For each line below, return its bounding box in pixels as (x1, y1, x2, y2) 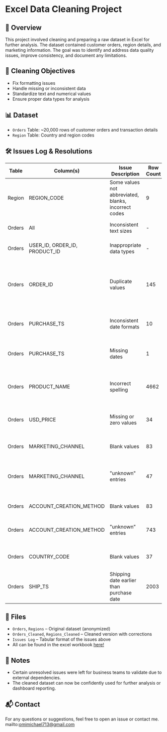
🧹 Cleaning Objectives (5, 67, 76, 75)
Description (111, 170, 140, 177)
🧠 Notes (5, 656, 30, 665)
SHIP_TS (29, 583, 49, 590)
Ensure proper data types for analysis (12, 96, 89, 102)
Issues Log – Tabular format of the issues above (12, 636, 111, 642)
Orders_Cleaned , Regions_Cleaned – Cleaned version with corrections (12, 631, 153, 637)
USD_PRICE (29, 416, 56, 423)
